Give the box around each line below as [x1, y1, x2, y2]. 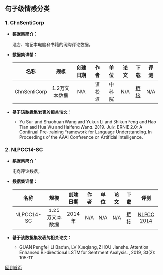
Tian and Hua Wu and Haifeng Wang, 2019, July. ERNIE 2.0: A [19, 124, 143, 129]
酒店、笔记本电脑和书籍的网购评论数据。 [12, 41, 93, 47]
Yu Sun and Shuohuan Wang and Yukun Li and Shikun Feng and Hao [19, 118, 156, 125]
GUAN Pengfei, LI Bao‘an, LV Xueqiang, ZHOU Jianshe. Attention [19, 244, 149, 250]
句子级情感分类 [5, 4, 50, 13]
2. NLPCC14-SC [5, 146, 43, 153]
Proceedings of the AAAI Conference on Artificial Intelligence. [19, 134, 143, 140]
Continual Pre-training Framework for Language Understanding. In [19, 129, 152, 135]
